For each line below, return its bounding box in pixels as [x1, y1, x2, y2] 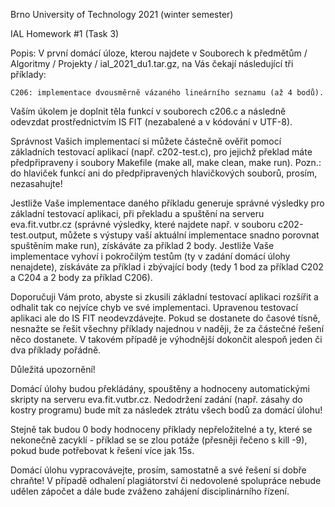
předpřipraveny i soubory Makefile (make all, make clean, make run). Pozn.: [10, 157, 322, 168]
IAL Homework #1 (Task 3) [10, 28, 120, 39]
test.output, [10, 229, 58, 241]
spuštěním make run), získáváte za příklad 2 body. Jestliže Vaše [10, 240, 275, 251]
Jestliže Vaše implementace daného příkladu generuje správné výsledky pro [10, 197, 325, 209]
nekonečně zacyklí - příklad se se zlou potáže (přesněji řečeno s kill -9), [10, 434, 308, 446]
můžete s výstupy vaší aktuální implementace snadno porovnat [59, 229, 320, 241]
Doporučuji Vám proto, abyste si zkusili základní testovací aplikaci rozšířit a [10, 291, 319, 303]
